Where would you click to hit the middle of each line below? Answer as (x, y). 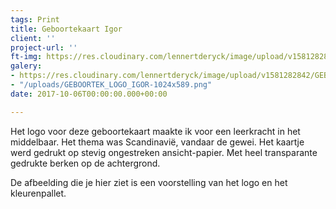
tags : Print (35, 19)
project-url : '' (44, 47)
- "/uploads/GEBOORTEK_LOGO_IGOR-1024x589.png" (111, 85)
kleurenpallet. (38, 193)
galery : (26, 66)
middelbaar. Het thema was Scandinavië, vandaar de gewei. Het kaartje (157, 142)
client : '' (33, 38)
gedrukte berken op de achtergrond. (85, 163)
